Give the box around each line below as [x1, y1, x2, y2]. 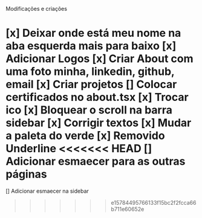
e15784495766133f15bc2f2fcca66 [111, 199, 197, 206]
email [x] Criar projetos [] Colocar [5, 78, 177, 91]
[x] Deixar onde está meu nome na [5, 27, 181, 40]
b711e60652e [111, 205, 145, 213]
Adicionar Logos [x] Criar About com [5, 52, 194, 66]
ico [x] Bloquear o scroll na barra [5, 103, 173, 117]
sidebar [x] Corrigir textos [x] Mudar [5, 116, 192, 130]
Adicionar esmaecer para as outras [5, 155, 186, 168]
